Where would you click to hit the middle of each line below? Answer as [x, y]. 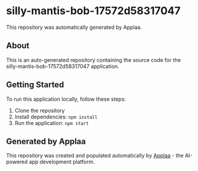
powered [17, 162]
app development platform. [62, 162]
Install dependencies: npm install [56, 117]
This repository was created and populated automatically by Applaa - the [95, 156]
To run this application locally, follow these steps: [66, 99]
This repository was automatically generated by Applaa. [74, 27]
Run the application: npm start [52, 123]
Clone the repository [40, 110]
